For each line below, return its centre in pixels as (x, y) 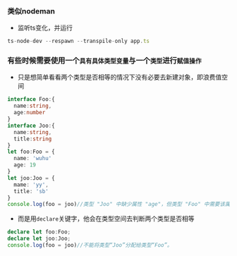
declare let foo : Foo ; (39, 232)
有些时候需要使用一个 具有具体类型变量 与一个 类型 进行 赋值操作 (105, 61)
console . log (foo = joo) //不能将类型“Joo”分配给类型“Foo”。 (90, 245)
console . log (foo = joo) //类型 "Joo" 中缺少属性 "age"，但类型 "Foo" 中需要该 (116, 205)
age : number (30, 113)
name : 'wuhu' (33, 159)
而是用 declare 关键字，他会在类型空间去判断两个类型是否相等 (106, 219)
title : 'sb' (31, 191)
